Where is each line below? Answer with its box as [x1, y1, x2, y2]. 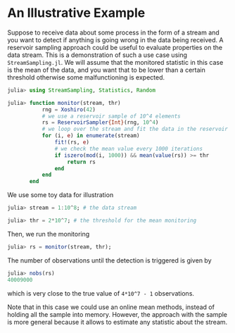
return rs [67, 158, 96, 165]
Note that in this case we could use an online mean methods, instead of [7, 303, 215, 311]
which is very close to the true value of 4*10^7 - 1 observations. [7, 289, 195, 297]
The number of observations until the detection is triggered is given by [7, 256, 212, 265]
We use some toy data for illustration [7, 191, 114, 199]
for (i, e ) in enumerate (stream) [42, 132, 140, 139]
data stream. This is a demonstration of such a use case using [7, 51, 188, 59]
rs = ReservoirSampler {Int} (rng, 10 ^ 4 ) [42, 119, 159, 126]
